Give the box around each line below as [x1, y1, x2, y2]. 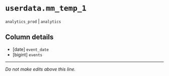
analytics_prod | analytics [5, 18, 61, 24]
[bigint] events [12, 51, 43, 57]
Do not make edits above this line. [5, 66, 76, 72]
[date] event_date [12, 46, 49, 52]
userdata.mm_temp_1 [5, 4, 87, 13]
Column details [5, 33, 54, 41]
